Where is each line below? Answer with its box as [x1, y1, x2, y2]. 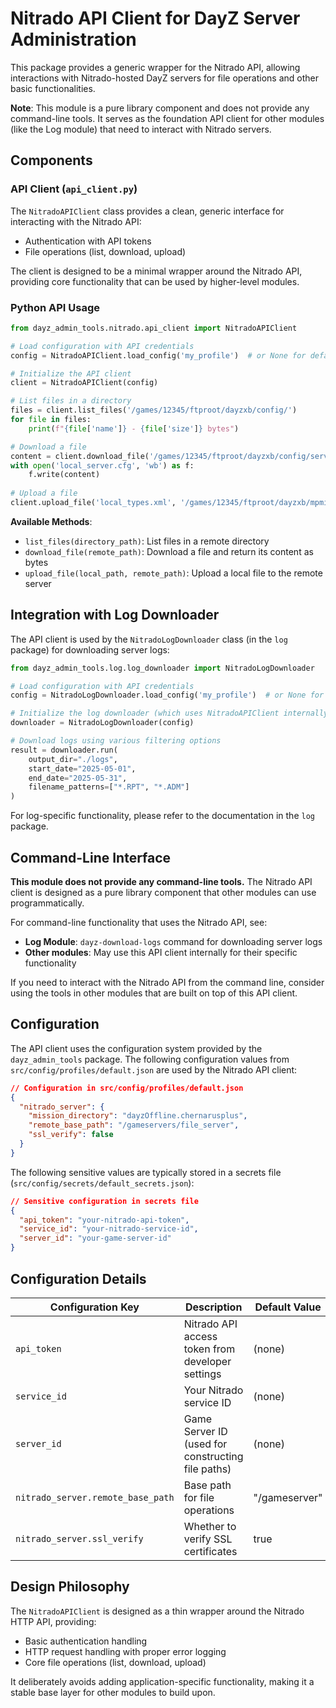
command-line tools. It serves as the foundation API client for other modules [10, 112, 325, 124]
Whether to [183, 1519, 237, 1533]
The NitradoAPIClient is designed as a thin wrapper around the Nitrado [10, 1605, 305, 1617]
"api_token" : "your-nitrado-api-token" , [19, 1215, 190, 1225]
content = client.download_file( [10, 451, 150, 461]
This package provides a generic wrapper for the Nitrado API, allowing [10, 61, 301, 73]
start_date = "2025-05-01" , [28, 763, 137, 774]
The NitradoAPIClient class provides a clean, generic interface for [10, 205, 285, 217]
